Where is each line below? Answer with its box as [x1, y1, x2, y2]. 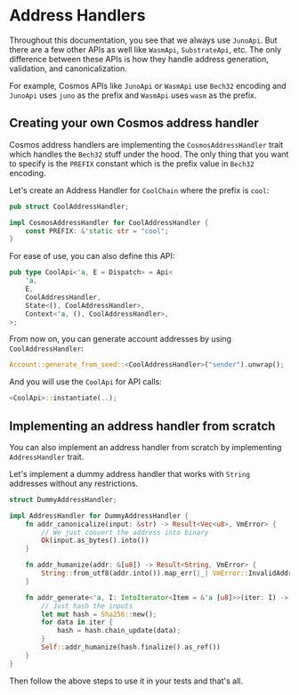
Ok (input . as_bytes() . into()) [41, 536, 149, 545]
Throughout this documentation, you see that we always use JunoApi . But [9, 35, 278, 45]
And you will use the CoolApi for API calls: [9, 376, 162, 387]
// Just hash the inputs [41, 602, 133, 610]
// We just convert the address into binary [41, 528, 209, 537]
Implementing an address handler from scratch [9, 418, 276, 433]
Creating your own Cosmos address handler [9, 116, 260, 131]
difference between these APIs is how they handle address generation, [9, 53, 270, 64]
